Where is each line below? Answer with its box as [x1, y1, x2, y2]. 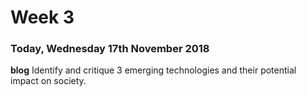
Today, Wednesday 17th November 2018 [10, 42, 210, 56]
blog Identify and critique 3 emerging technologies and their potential [10, 64, 297, 76]
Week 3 [10, 6, 75, 29]
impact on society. [10, 75, 87, 87]
